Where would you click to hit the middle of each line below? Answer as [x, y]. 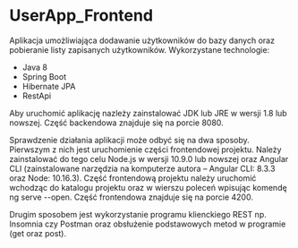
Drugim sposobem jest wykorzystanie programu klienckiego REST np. [138, 214]
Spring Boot [44, 76]
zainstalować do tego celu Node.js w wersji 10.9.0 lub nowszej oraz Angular [149, 158]
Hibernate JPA [49, 86]
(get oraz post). [38, 233]
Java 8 [34, 67]
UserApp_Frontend [81, 16]
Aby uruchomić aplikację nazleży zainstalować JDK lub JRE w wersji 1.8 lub [149, 113]
